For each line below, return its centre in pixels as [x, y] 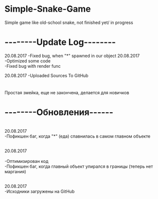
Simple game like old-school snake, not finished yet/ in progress [69, 22]
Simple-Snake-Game [48, 9]
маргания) [15, 171]
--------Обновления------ [59, 112]
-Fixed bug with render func [33, 66]
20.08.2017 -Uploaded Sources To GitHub [46, 75]
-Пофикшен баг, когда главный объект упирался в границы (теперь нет [79, 166]
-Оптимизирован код [26, 161]
